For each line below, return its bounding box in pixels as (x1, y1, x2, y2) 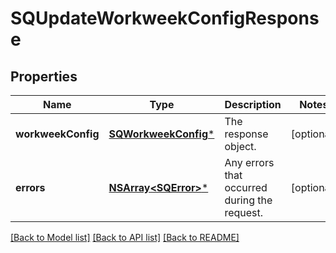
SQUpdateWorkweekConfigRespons (10, 7, 320, 30)
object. (224, 140, 257, 153)
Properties (10, 68, 78, 85)
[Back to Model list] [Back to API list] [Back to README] (10, 232, 240, 243)
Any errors (224, 156, 275, 169)
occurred (224, 181, 268, 194)
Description (224, 98, 282, 111)
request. (224, 206, 264, 219)
